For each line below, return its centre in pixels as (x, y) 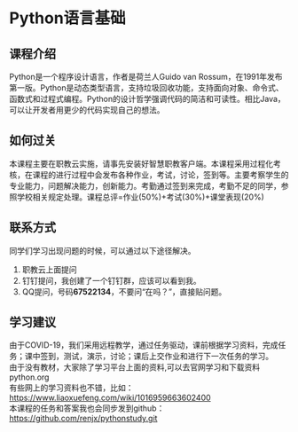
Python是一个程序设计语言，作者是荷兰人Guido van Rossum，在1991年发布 (146, 77)
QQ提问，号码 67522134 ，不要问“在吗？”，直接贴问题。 (124, 291)
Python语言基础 (67, 18)
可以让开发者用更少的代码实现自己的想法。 (87, 110)
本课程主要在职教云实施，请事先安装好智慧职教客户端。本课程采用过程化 (141, 163)
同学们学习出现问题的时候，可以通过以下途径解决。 (102, 250)
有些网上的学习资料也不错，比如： (71, 388)
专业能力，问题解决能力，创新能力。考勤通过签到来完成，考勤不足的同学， (145, 185)
